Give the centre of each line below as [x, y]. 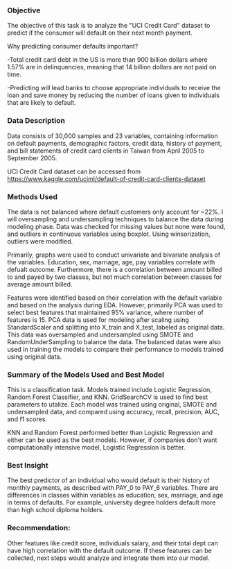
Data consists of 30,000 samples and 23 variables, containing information [113, 136]
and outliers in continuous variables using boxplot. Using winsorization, [109, 234]
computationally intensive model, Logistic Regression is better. [96, 448]
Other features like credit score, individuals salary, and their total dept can [113, 543]
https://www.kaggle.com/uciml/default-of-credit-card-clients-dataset [106, 178]
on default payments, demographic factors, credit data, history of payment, [115, 143]
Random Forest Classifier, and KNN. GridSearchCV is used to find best [108, 397]
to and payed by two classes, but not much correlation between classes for [115, 277]
